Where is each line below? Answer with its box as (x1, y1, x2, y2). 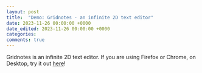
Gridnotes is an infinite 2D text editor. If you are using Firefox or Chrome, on (6, 54, 197, 60)
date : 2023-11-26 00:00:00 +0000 (6, 20, 91, 26)
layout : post (6, 8, 40, 15)
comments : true (6, 37, 45, 43)
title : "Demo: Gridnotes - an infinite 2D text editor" (6, 14, 154, 21)
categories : (6, 31, 37, 37)
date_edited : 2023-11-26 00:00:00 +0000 (6, 25, 111, 32)
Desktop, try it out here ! (6, 60, 66, 67)
